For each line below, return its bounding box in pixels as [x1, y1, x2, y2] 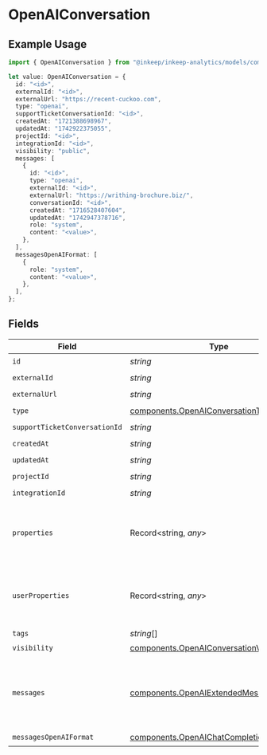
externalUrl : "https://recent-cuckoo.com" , [15, 95, 161, 103]
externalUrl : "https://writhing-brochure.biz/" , [29, 191, 194, 199]
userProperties [12, 591, 70, 600]
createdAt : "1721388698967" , [15, 117, 112, 125]
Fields [8, 317, 40, 331]
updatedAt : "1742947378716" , [29, 214, 126, 222]
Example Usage [8, 37, 87, 51]
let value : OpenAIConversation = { [8, 73, 126, 81]
